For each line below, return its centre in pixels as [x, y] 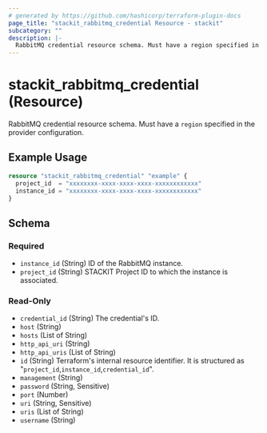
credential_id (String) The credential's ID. [90, 318]
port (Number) [44, 395]
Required [26, 246]
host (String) [40, 327]
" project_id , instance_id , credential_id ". [87, 369]
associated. [39, 280]
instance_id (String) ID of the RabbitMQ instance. [102, 264]
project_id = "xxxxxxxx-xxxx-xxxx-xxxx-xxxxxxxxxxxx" [109, 183]
